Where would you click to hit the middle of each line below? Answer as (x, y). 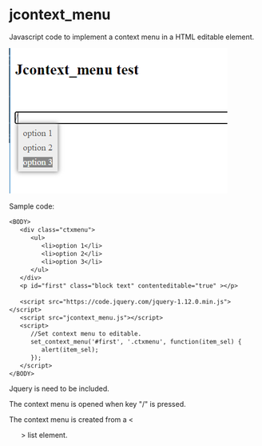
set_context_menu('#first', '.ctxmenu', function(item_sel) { (136, 341)
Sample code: (32, 206)
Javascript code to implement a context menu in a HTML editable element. (132, 37)
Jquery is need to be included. (60, 388)
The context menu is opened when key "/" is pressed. (97, 404)
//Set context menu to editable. (86, 333)
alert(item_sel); (70, 349)
